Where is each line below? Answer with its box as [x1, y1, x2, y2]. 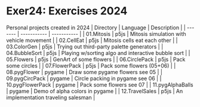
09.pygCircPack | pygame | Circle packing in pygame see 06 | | [6, 75, 162, 82]
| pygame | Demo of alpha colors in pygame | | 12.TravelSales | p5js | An [6, 87, 183, 94]
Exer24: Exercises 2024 [6, 4, 128, 18]
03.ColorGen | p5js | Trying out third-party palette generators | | [6, 43, 164, 50]
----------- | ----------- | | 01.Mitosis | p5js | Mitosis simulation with [20, 30, 186, 37]
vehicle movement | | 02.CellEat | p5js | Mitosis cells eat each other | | [6, 36, 178, 44]
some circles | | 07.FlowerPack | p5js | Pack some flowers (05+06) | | [6, 62, 176, 69]
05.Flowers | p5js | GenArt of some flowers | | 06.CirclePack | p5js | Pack [6, 56, 186, 63]
